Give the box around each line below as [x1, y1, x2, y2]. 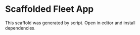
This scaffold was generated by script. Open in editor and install [5, 20, 136, 26]
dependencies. [5, 25, 36, 31]
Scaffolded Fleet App [5, 3, 94, 15]
